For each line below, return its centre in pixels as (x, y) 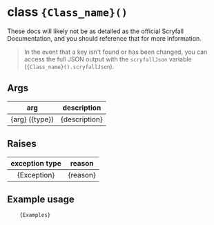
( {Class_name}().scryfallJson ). (69, 66)
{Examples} (35, 215)
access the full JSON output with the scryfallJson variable (108, 59)
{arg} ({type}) (32, 119)
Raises (22, 144)
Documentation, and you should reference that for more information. (104, 38)
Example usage (41, 199)
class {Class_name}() (67, 12)
